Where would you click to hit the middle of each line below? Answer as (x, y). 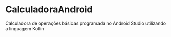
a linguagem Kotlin (25, 28)
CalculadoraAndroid (49, 9)
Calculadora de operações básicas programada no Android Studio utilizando (86, 23)
